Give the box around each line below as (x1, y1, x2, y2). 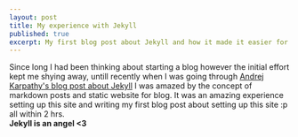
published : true (9, 29, 69, 38)
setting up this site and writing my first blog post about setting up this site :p (9, 99, 288, 110)
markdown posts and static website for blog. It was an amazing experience (9, 90, 285, 101)
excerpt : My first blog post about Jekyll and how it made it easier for (9, 37, 289, 47)
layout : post (9, 12, 58, 22)
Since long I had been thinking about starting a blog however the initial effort (9, 62, 290, 72)
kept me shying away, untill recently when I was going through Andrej (9, 72, 264, 82)
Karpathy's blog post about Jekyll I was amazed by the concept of (9, 80, 253, 91)
